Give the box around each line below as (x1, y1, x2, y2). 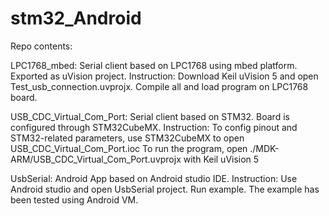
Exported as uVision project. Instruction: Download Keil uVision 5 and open (10, 70, 319, 82)
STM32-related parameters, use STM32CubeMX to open (10, 132, 245, 144)
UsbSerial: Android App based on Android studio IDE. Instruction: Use (10, 172, 298, 184)
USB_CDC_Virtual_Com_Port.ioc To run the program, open (10, 142, 248, 154)
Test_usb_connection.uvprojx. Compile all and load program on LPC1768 (10, 80, 309, 92)
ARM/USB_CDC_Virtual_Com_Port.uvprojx (10, 153, 182, 165)
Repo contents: (10, 40, 73, 52)
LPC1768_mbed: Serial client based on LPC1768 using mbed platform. (10, 59, 298, 71)
